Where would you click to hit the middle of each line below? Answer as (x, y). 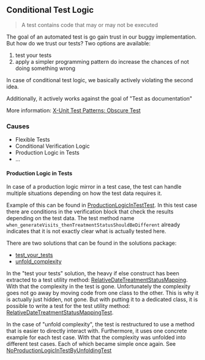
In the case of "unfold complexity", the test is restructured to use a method (100, 324)
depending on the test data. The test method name (70, 218)
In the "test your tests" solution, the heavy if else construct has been (93, 274)
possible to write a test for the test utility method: (68, 306)
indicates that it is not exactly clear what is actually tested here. (86, 231)
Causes (18, 126)
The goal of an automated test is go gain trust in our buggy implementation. (102, 37)
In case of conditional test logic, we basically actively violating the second (100, 80)
